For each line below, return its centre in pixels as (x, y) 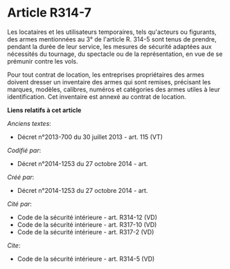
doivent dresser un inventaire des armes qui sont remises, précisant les (109, 82)
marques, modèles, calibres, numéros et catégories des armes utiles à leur (114, 89)
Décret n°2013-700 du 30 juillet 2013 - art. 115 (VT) (90, 137)
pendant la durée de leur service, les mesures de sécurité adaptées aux (109, 46)
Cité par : (20, 204)
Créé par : (21, 177)
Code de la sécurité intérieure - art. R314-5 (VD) (86, 259)
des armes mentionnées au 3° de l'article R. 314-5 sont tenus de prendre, (112, 39)
